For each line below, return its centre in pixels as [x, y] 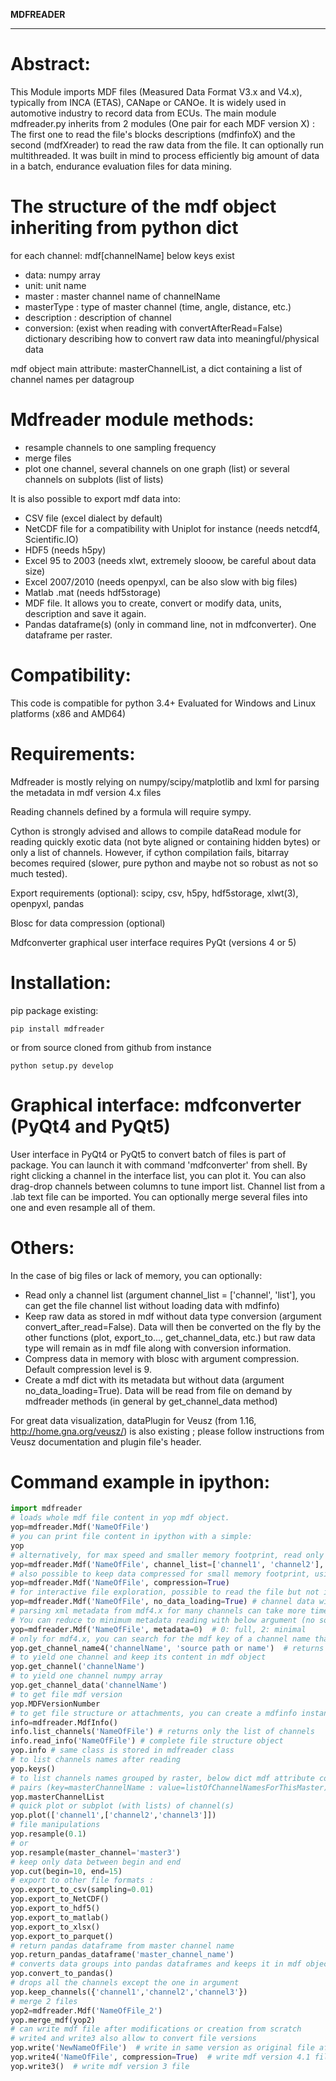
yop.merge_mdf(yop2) [53, 2020]
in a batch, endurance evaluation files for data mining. [121, 166]
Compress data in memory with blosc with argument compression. [162, 1358]
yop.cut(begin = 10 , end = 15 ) [66, 1871]
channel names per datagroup [72, 379]
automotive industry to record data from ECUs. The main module [143, 113]
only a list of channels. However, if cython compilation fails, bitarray [150, 852]
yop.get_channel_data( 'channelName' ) [89, 1685]
